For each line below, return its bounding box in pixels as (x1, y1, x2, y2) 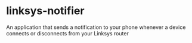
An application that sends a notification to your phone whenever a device (6, 24, 186, 31)
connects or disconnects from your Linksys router (6, 29, 129, 37)
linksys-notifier (6, 4, 85, 18)
